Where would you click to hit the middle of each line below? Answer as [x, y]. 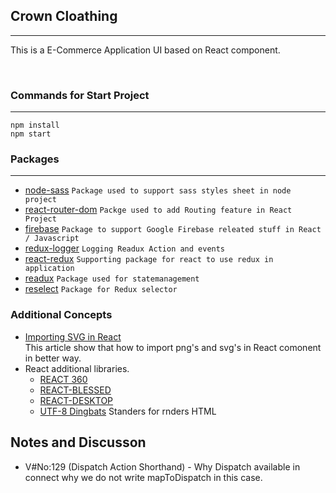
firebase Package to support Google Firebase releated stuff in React [173, 229]
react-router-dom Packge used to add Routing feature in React [158, 210]
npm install [35, 125]
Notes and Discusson [78, 442]
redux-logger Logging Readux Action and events [125, 248]
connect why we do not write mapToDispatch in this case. [143, 477]
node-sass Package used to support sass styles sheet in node [158, 190]
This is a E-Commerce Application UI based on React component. [145, 50]
